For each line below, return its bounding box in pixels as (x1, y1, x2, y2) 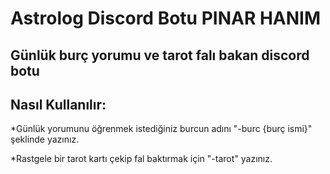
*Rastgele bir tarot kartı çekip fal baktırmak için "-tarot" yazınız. (10, 153, 273, 165)
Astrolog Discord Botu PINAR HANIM (10, 7, 322, 30)
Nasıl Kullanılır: (10, 96, 107, 113)
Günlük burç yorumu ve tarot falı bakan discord (10, 47, 310, 64)
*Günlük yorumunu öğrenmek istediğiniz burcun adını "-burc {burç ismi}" (10, 123, 313, 135)
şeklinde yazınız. (10, 133, 80, 146)
